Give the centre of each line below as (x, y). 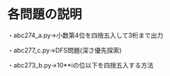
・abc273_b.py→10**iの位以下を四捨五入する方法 (80, 65)
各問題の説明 (45, 14)
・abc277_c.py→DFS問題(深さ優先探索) (64, 50)
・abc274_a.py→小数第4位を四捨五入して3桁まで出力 (85, 35)
